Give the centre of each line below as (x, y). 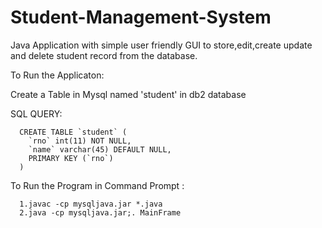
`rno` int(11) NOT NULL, (80, 141)
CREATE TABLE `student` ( (73, 132)
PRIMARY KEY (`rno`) (71, 158)
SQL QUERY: (36, 113)
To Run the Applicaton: (57, 75)
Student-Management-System (141, 17)
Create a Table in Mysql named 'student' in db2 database (128, 94)
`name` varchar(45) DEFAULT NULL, (100, 149)
